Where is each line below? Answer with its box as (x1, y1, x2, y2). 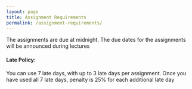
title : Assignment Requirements (6, 14, 86, 20)
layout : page (6, 8, 39, 15)
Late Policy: (6, 56, 36, 63)
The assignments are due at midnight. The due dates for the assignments (6, 36, 186, 44)
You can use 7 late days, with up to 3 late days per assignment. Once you (6, 69, 187, 76)
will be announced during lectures (6, 42, 90, 50)
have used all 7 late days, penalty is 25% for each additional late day (6, 76, 175, 83)
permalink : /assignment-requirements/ (6, 20, 103, 26)
